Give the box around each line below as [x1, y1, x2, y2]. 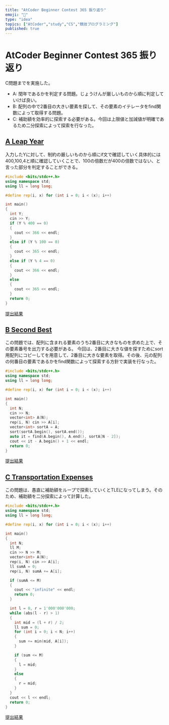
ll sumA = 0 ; [10, 564, 37, 569]
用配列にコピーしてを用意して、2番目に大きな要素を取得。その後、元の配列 [5, 352, 162, 358]
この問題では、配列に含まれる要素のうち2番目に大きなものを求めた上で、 [5, 340, 158, 346]
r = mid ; [18, 681, 37, 686]
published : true [5, 26, 39, 31]
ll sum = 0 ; [14, 625, 39, 630]
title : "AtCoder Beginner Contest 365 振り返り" [5, 7, 106, 13]
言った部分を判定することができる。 [5, 164, 81, 170]
